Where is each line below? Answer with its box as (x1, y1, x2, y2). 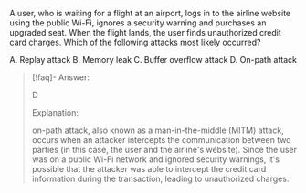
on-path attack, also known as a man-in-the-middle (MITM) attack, (31, 125, 285, 136)
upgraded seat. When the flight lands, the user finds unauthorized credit (9, 27, 281, 37)
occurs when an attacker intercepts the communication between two (31, 135, 291, 145)
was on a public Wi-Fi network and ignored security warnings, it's (31, 154, 280, 165)
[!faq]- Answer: (31, 72, 90, 83)
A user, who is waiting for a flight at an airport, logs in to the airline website (9, 8, 291, 18)
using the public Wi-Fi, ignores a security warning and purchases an (9, 17, 267, 28)
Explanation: (31, 107, 79, 117)
